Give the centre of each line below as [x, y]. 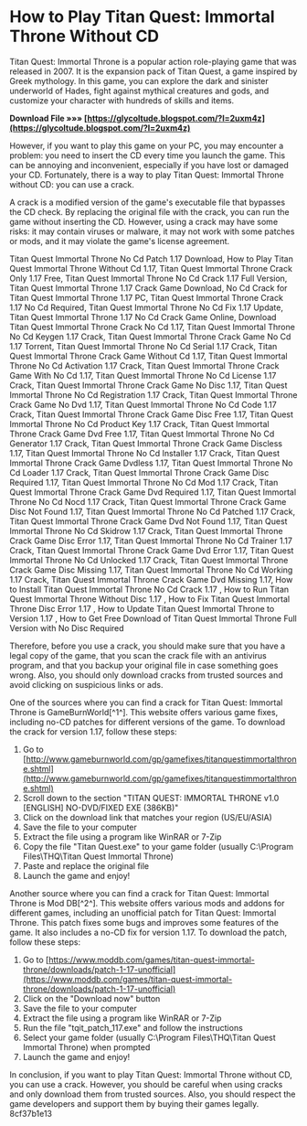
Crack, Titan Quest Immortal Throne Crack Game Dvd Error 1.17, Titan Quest [152, 550]
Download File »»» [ [48, 118]
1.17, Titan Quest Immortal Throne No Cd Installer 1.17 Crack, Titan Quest [145, 453]
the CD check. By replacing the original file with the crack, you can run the [149, 211]
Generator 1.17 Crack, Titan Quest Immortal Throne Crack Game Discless [146, 443]
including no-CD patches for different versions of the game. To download [148, 722]
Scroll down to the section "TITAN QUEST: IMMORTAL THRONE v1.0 [151, 798]
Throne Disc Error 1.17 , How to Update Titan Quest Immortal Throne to [142, 608]
